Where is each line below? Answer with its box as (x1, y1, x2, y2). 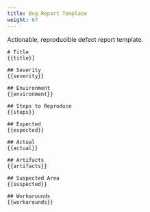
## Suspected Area (7, 174, 60, 182)
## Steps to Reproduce (7, 102, 72, 110)
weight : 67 (7, 16, 38, 23)
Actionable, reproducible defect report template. (7, 35, 144, 43)
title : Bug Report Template (7, 10, 88, 17)
